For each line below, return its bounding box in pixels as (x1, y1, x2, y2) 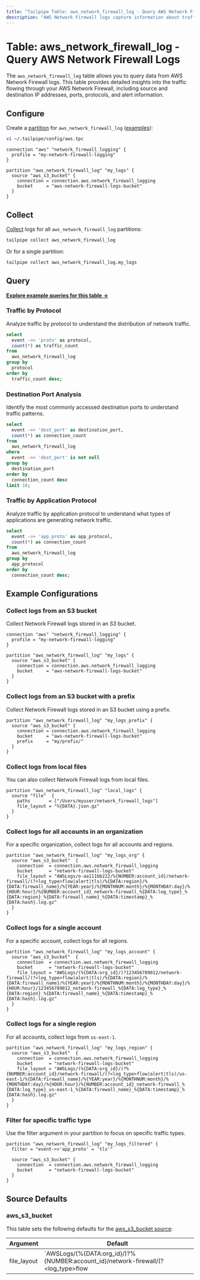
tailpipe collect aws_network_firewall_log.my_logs (6, 259, 137, 265)
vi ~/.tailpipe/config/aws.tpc (6, 136, 84, 142)
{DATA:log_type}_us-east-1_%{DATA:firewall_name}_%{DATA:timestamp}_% (6, 1086, 185, 1092)
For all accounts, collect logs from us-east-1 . (6, 1033, 117, 1040)
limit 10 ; (6, 482, 31, 489)
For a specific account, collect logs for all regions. (6, 937, 129, 945)
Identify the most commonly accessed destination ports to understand (6, 403, 179, 411)
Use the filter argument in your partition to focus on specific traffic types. (6, 1130, 186, 1137)
